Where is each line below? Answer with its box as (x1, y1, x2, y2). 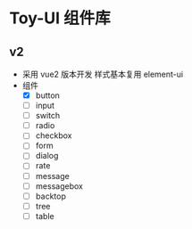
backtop (35, 191, 67, 201)
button (35, 90, 61, 101)
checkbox (35, 130, 72, 141)
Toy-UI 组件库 (9, 8, 112, 29)
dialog (35, 151, 59, 161)
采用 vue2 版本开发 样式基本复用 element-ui (21, 69, 184, 79)
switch (35, 110, 61, 121)
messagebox (35, 180, 83, 192)
